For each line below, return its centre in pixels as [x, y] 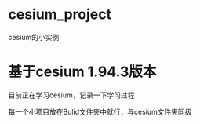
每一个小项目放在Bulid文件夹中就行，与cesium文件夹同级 [100, 111]
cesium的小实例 [34, 37]
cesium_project [60, 15]
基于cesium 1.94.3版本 [82, 72]
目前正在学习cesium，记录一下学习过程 [71, 95]
